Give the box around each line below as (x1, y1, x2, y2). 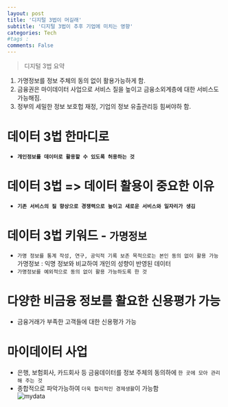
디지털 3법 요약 (23, 62, 65, 70)
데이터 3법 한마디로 (7, 129, 110, 145)
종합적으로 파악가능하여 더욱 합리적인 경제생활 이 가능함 (16, 384, 159, 393)
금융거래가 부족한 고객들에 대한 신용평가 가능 (16, 317, 137, 326)
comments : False (7, 42, 54, 49)
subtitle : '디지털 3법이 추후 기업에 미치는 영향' (7, 23, 133, 30)
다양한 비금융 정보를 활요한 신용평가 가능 (7, 293, 221, 309)
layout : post (7, 10, 45, 17)
